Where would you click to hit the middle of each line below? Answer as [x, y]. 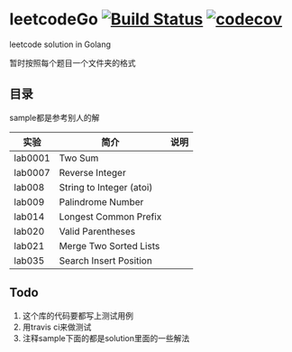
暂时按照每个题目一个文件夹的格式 [73, 62]
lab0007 [32, 172]
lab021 [29, 245]
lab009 [29, 201]
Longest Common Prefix [110, 217]
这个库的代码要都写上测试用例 [78, 315]
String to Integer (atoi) [106, 187]
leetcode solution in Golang [60, 44]
